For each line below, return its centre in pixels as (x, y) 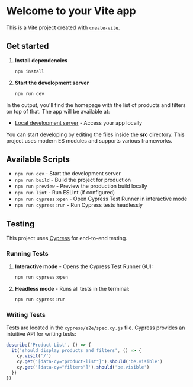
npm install (29, 71)
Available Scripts (38, 159)
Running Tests (27, 254)
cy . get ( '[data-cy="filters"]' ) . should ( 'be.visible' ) (83, 367)
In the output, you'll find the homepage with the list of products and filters (96, 105)
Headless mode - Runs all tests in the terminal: (72, 289)
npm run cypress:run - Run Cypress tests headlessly (79, 205)
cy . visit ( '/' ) (34, 356)
